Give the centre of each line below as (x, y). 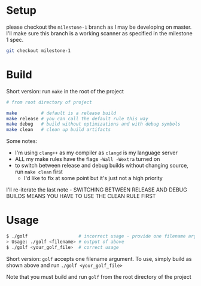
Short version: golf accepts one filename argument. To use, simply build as (99, 258)
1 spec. (15, 39)
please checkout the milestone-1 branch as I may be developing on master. (99, 27)
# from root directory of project (49, 102)
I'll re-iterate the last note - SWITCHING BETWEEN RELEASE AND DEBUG (97, 190)
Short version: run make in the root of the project (65, 91)
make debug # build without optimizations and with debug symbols (93, 124)
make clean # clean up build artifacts (59, 130)
